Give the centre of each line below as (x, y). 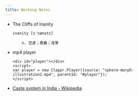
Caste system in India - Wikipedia (47, 88)
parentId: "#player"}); (82, 74)
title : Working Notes (28, 10)
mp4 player (24, 52)
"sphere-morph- (118, 70)
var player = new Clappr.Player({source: (56, 70)
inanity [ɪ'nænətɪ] (33, 33)
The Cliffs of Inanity (33, 24)
